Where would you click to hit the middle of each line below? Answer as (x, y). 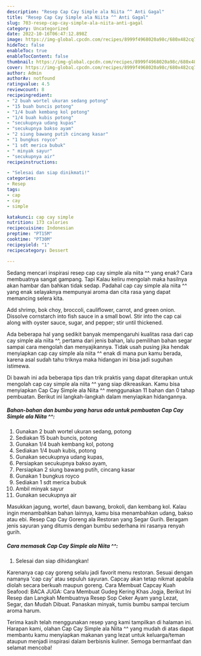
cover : (15, 67)
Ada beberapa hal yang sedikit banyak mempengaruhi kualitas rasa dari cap (100, 334)
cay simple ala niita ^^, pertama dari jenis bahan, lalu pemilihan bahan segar (100, 340)
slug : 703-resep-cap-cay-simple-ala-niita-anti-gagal (75, 23)
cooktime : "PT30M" (30, 239)
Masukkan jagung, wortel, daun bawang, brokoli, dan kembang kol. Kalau (97, 507)
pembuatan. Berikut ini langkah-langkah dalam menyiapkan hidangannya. (97, 396)
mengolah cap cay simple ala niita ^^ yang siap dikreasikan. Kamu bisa (94, 384)
